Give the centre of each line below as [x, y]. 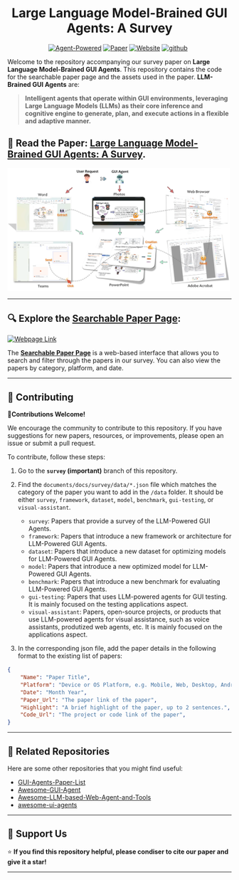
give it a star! [27, 861]
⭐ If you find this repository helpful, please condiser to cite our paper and [118, 852]
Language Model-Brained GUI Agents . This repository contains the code [115, 69]
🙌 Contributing [41, 397]
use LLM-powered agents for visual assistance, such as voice [119, 619]
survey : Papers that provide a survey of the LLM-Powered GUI [119, 521]
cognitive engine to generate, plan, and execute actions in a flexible [127, 113]
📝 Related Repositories [59, 751]
